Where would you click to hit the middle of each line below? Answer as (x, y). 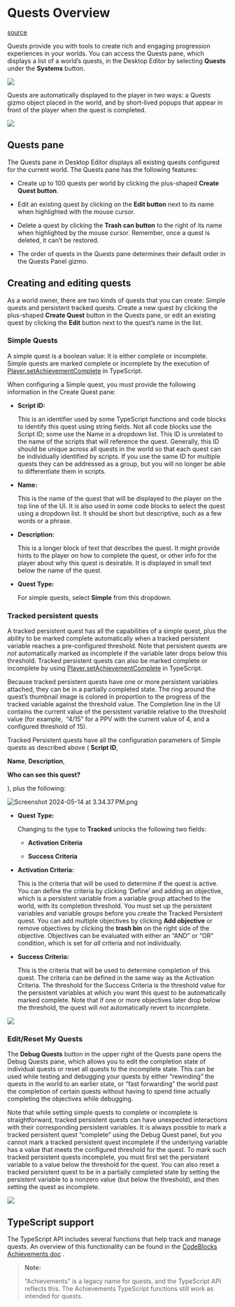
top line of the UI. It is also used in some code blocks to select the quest (121, 506)
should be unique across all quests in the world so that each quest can (119, 449)
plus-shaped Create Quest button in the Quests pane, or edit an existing (112, 315)
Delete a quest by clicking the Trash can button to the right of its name (120, 225)
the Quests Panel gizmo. (53, 261)
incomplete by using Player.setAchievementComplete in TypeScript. (105, 669)
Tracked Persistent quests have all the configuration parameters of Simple (114, 740)
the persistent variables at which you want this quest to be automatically (121, 993)
